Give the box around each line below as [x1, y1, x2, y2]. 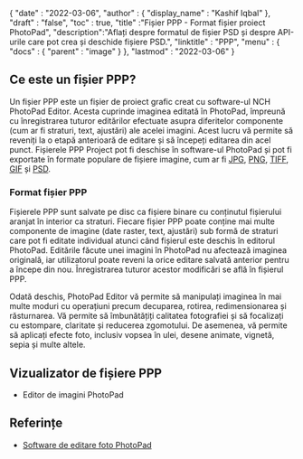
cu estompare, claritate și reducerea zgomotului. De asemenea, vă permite [9, 320, 288, 331]
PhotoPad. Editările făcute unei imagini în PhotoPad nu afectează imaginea [9, 245, 288, 256]
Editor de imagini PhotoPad [22, 389, 124, 400]
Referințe [9, 416, 63, 431]
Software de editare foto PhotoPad [22, 439, 152, 450]
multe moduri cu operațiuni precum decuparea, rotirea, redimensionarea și [9, 301, 287, 312]
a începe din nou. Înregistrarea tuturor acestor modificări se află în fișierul [9, 264, 284, 275]
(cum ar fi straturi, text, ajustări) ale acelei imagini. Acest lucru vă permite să [9, 125, 294, 136]
